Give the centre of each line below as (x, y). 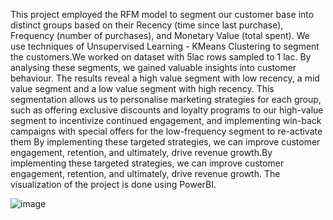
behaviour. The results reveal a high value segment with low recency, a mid (165, 78)
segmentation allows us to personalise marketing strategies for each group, (166, 99)
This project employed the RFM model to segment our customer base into (162, 14)
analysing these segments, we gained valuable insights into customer (153, 67)
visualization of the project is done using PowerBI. (113, 184)
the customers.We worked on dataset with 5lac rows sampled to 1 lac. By (161, 57)
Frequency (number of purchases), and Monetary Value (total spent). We (160, 35)
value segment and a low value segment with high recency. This (142, 88)
